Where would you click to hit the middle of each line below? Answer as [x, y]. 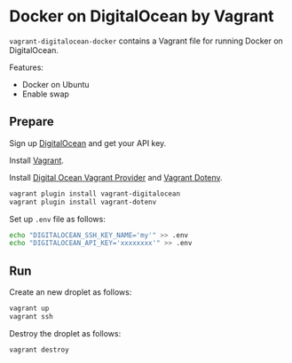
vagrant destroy [39, 350]
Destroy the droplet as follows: [65, 333]
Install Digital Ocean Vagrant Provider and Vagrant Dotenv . [116, 177]
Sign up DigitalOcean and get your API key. [88, 143]
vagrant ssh [31, 316]
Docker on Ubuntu [56, 84]
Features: [27, 67]
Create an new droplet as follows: [71, 292]
